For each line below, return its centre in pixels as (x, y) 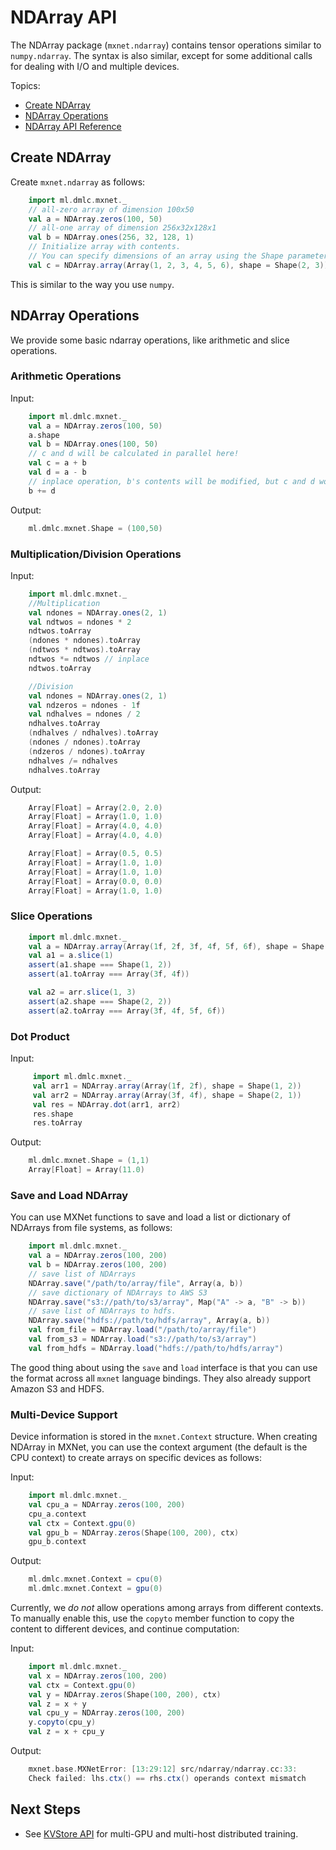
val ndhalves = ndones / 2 (84, 714)
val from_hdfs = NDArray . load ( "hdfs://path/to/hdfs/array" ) (156, 1348)
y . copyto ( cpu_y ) (62, 1722)
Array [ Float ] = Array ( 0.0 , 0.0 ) (95, 881)
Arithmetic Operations (66, 376)
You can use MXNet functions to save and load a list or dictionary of (150, 1217)
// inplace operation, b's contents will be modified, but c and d (171, 481)
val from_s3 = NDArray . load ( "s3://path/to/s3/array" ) (142, 1339)
